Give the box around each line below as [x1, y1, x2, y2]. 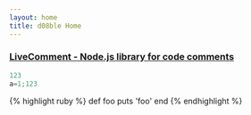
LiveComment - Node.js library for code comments [9, 51, 235, 63]
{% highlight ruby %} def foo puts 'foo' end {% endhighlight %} [9, 95, 243, 106]
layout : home [9, 12, 58, 22]
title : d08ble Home [9, 21, 82, 30]
